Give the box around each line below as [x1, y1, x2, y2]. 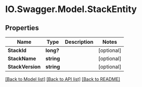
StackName [8, 55, 37, 62]
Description [65, 39, 94, 45]
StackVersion [8, 63, 41, 70]
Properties [5, 24, 39, 32]
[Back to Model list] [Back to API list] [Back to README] [5, 76, 120, 82]
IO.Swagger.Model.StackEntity [5, 4, 137, 15]
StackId [8, 47, 27, 54]
